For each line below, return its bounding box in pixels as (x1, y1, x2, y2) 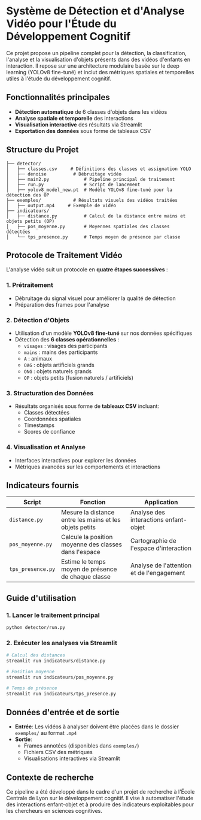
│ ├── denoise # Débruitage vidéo (6, 171, 121, 177)
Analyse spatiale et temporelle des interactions (14, 114, 133, 122)
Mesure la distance (60, 508, 115, 516)
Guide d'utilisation (6, 593, 77, 603)
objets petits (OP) (6, 218, 55, 224)
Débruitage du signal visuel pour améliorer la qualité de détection (14, 295, 176, 302)
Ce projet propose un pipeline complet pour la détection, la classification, (6, 49, 187, 56)
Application (144, 498, 178, 507)
